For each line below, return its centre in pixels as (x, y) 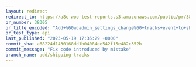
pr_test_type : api (28, 33)
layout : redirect (27, 11)
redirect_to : (21, 17)
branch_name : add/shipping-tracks (48, 55)
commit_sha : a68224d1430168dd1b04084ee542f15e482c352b (74, 44)
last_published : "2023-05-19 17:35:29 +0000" (62, 38)
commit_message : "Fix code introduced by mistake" (68, 50)
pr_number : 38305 (27, 22)
